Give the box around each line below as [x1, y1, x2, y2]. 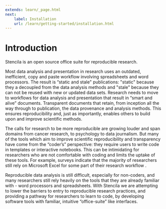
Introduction [5, 43, 57, 54]
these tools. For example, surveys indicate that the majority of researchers [5, 157, 157, 163]
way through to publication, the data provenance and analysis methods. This [5, 105, 162, 112]
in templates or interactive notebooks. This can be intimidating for [5, 147, 140, 153]
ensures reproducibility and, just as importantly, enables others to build [5, 111, 150, 117]
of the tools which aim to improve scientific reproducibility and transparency [5, 136, 161, 142]
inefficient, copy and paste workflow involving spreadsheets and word [5, 74, 149, 80]
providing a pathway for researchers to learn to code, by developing [5, 193, 144, 199]
